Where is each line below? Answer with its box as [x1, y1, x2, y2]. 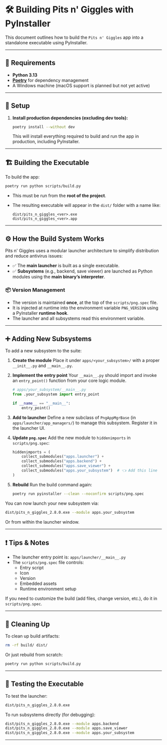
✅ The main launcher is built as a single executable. [12, 262, 120, 269]
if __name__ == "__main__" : [12, 401, 71, 406]
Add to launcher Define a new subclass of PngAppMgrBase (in [12, 414, 136, 420]
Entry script [19, 565, 44, 571]
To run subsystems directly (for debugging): [5, 712, 95, 718]
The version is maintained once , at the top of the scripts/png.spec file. [12, 299, 158, 306]
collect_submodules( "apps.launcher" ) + [21, 454, 104, 459]
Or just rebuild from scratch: [5, 652, 63, 658]
